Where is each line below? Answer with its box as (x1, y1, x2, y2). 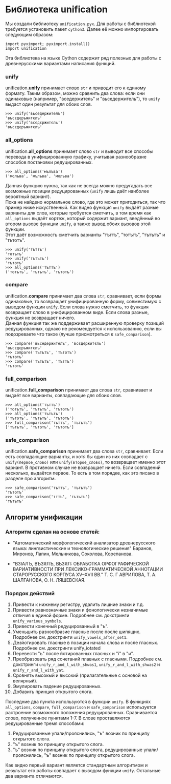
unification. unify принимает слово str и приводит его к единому (5, 85, 146, 91)
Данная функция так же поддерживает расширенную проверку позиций (5, 320, 164, 326)
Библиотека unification (5, 4, 108, 15)
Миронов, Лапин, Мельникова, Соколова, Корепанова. (12, 551, 133, 557)
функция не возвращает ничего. (5, 315, 76, 321)
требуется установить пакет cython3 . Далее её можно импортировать (5, 26, 159, 32)
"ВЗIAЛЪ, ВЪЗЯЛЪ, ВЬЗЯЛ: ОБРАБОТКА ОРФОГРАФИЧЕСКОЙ (12, 561, 149, 567)
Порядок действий (5, 590, 55, 597)
